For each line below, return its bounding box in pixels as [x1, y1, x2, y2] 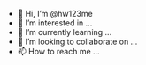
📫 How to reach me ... [17, 47, 100, 56]
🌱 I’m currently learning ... [17, 27, 112, 37]
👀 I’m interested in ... [17, 18, 93, 28]
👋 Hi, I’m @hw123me [17, 9, 93, 18]
